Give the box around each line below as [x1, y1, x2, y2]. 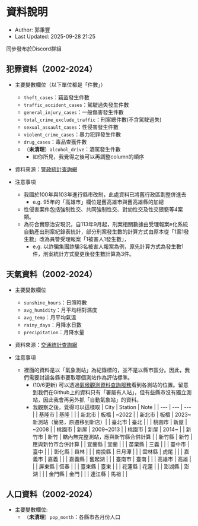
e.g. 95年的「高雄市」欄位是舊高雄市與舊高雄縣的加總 [32, 198, 164, 205]
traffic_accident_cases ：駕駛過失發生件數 [23, 101, 129, 108]
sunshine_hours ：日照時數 [23, 299, 87, 306]
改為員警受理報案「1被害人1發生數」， [39, 235, 129, 242]
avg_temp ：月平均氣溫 [23, 313, 76, 321]
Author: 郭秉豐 [14, 26, 50, 33]
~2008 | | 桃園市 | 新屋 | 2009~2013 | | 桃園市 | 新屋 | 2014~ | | [32, 426, 185, 433]
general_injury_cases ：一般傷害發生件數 [23, 108, 124, 116]
